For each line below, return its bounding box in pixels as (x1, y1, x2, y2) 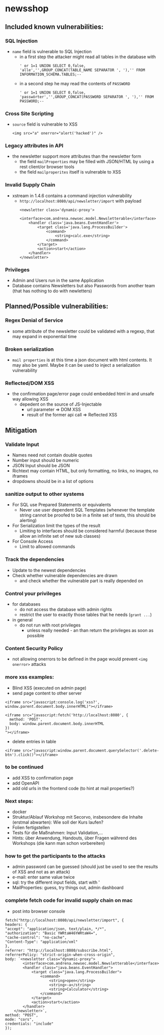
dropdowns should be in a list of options (12, 479, 94, 484)
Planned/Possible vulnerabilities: (5, 302, 109, 310)
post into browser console (12, 908, 65, 914)
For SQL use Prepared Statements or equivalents (12, 502, 111, 508)
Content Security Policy (5, 645, 63, 652)
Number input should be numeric (12, 457, 80, 463)
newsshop (5, 3, 49, 14)
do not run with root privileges (19, 622, 81, 628)
